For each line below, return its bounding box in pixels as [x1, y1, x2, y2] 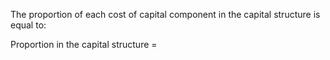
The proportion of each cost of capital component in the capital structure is [10, 9, 321, 20]
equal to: [10, 19, 47, 31]
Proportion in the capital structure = [10, 39, 158, 50]
